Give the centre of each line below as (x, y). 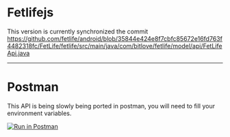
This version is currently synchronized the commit (78, 31)
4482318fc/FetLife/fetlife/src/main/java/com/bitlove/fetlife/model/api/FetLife (115, 46)
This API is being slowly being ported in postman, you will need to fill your (111, 106)
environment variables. (39, 113)
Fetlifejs (30, 13)
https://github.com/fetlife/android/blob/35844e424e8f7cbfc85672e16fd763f (115, 38)
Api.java (18, 53)
